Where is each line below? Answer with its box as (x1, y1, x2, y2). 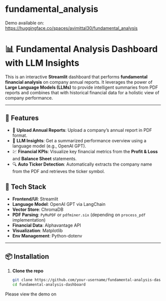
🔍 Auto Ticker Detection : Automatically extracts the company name (12, 161, 152, 167)
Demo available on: (5, 20, 44, 26)
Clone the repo (12, 268, 43, 274)
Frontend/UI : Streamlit (12, 196, 58, 202)
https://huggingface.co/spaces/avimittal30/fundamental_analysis (5, 25, 138, 31)
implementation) (12, 217, 46, 223)
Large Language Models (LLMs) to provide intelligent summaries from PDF (5, 84, 158, 90)
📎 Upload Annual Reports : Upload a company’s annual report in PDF (12, 127, 152, 133)
